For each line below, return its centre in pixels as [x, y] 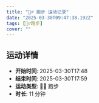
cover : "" [19, 29]
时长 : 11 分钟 [30, 94]
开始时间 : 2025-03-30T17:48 [51, 71]
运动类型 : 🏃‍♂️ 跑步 [37, 87]
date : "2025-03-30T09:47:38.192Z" [50, 18]
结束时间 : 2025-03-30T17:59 [51, 79]
